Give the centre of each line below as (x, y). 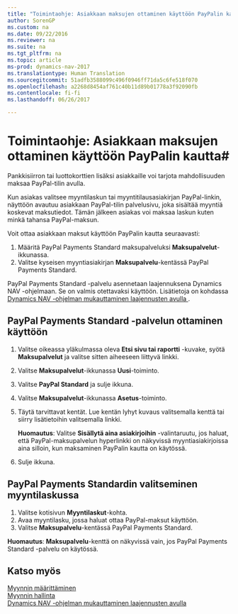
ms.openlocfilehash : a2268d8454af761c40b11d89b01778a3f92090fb (103, 87)
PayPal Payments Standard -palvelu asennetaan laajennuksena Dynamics (114, 283)
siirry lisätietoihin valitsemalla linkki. (70, 419)
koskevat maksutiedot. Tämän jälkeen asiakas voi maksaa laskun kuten (111, 212)
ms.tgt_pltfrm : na (34, 54)
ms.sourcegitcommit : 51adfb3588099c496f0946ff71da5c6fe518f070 (103, 80)
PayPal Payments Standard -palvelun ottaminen (115, 321)
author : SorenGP (31, 21)
